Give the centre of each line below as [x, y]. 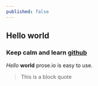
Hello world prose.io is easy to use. [50, 65]
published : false [28, 12]
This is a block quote [46, 77]
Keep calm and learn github [47, 52]
